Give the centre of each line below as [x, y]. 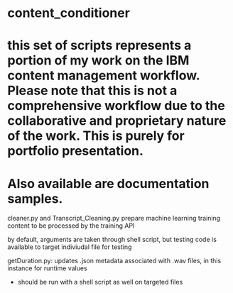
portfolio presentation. [76, 151]
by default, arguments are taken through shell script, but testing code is [112, 240]
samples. [35, 198]
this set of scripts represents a [99, 46]
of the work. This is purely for [96, 136]
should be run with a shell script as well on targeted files [100, 282]
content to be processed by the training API [71, 226]
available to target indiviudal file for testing [70, 247]
